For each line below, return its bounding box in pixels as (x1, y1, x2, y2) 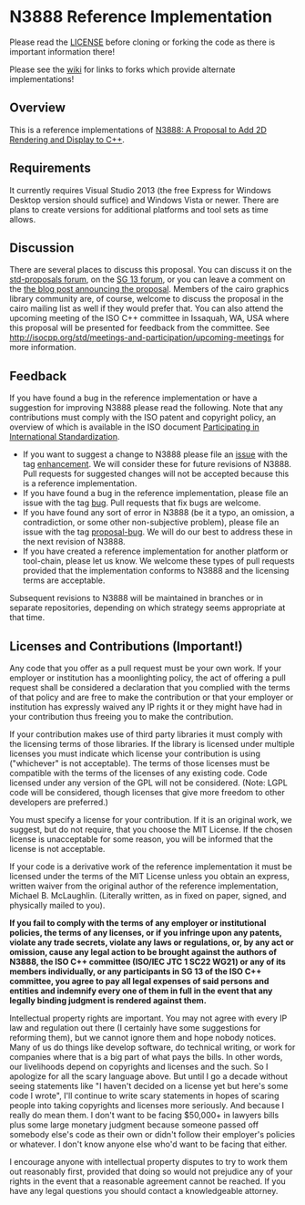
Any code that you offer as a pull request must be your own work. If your (9, 663, 282, 673)
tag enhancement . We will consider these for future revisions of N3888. (22, 459, 291, 470)
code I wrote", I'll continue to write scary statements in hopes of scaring (9, 1090, 280, 1101)
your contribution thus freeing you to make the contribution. (9, 712, 234, 722)
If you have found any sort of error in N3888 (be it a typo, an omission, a (22, 507, 295, 518)
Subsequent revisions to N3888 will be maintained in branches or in (9, 593, 264, 604)
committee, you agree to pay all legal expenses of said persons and (9, 976, 269, 986)
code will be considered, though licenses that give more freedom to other (9, 787, 285, 797)
